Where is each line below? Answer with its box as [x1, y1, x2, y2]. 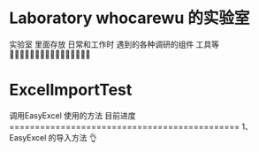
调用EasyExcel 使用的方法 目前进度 [9, 110, 136, 120]
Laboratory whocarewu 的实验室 [9, 8, 250, 28]
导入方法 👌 [56, 132, 97, 142]
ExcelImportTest [9, 80, 133, 100]
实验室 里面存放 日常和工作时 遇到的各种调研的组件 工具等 [9, 39, 219, 49]
